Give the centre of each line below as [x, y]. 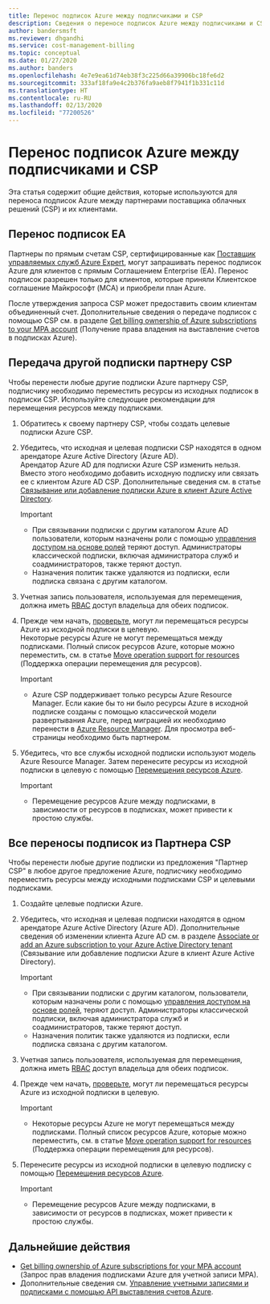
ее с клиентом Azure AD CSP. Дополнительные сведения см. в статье [140, 481]
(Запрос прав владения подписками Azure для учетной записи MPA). [139, 1275]
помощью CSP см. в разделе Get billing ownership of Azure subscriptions [133, 320]
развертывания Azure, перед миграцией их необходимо [129, 720]
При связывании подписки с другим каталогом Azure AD [130, 529]
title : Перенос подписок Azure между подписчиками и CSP [106, 16]
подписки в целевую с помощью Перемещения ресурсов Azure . [131, 770]
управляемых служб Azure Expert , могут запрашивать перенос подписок [135, 262]
